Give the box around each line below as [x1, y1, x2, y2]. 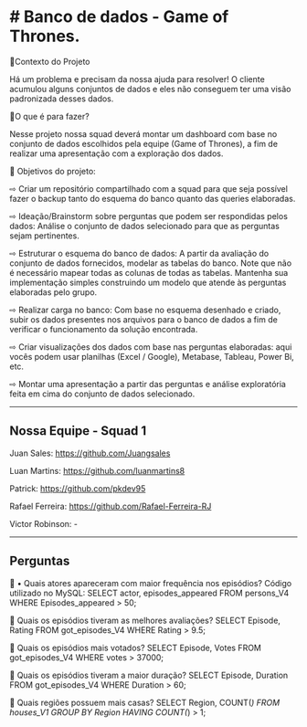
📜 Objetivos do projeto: [9, 165, 96, 176]
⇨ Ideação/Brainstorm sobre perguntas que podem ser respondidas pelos [9, 210, 288, 221]
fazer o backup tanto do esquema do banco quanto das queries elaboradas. [9, 193, 296, 204]
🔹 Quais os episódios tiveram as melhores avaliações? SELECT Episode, [9, 615, 281, 626]
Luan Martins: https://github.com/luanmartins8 [9, 465, 185, 476]
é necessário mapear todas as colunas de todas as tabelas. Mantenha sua [9, 267, 289, 278]
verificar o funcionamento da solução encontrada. [9, 323, 198, 334]
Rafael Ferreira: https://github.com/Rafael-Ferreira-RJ [9, 500, 212, 511]
